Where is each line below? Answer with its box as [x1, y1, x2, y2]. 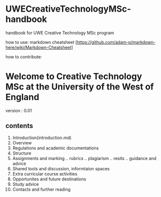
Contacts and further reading [12, 186, 71, 192]
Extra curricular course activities [12, 171, 78, 177]
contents [5, 122, 33, 130]
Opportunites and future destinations [12, 176, 87, 182]
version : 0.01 [5, 107, 32, 113]
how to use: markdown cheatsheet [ [5, 39, 77, 45]
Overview [12, 140, 32, 145]
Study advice [12, 181, 39, 187]
